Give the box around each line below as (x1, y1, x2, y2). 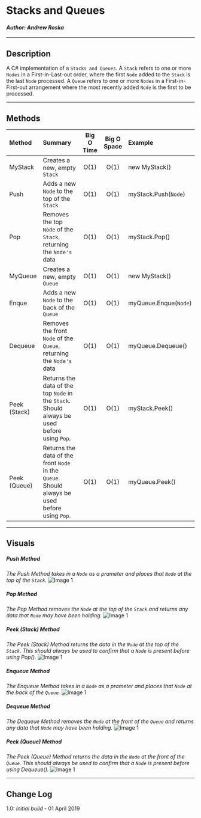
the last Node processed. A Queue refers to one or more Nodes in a (6, 78, 165, 85)
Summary (42, 139, 72, 147)
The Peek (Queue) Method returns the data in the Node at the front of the (6, 753, 185, 760)
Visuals (6, 539, 35, 549)
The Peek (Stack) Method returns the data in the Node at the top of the (6, 641, 179, 648)
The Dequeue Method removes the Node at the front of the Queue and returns (6, 718, 194, 725)
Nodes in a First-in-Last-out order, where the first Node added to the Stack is (6, 71, 191, 78)
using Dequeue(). (6, 766, 49, 773)
